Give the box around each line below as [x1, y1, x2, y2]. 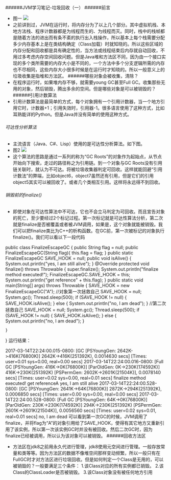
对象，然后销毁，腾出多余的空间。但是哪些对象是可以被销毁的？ [21, 86, 156, 92]
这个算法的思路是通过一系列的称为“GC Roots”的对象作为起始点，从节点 [12, 154, 162, 160]
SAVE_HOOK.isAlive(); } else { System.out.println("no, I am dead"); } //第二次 [5, 300, 166, 307]
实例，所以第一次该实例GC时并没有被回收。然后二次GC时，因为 [18, 426, 153, 432]
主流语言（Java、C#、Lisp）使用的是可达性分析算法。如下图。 [12, 141, 145, 147]
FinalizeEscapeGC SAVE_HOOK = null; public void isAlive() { [5, 255, 132, 261]
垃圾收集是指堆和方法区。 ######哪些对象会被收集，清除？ [12, 73, 139, 79]
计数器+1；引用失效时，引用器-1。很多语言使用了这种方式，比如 [30, 105, 165, 111]
